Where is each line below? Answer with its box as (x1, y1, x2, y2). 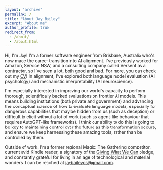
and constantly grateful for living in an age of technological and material (5, 154, 150, 160)
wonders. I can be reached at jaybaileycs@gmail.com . (5, 159, 114, 165)
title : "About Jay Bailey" (5, 16, 60, 21)
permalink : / (5, 12, 32, 17)
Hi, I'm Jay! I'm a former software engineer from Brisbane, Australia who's (5, 52, 155, 58)
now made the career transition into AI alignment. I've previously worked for (5, 57, 158, 64)
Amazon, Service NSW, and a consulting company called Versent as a (5, 63, 146, 68)
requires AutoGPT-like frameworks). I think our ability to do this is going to (5, 119, 155, 125)
